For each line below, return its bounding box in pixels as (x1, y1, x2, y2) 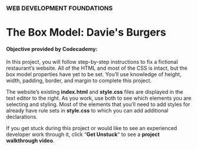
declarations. (6, 113, 38, 121)
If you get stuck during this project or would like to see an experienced (6, 125, 178, 132)
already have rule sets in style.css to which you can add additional (6, 107, 169, 114)
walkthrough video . (6, 137, 55, 144)
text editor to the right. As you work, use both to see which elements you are (6, 95, 192, 102)
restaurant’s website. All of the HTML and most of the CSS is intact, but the (6, 64, 188, 71)
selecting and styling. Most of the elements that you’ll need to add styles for (6, 101, 191, 108)
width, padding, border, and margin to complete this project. (6, 77, 152, 84)
